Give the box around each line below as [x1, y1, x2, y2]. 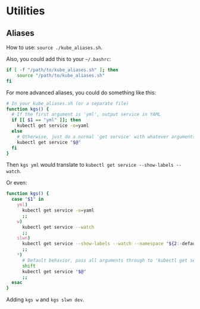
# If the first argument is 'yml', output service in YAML [11, 112, 161, 118]
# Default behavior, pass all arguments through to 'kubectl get [21, 257, 187, 264]
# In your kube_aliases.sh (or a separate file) [6, 100, 129, 106]
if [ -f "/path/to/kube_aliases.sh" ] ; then [6, 67, 118, 73]
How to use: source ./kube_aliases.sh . [6, 44, 103, 51]
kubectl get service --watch [21, 224, 95, 230]
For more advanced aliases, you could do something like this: [6, 88, 157, 96]
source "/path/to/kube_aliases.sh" [17, 72, 105, 78]
